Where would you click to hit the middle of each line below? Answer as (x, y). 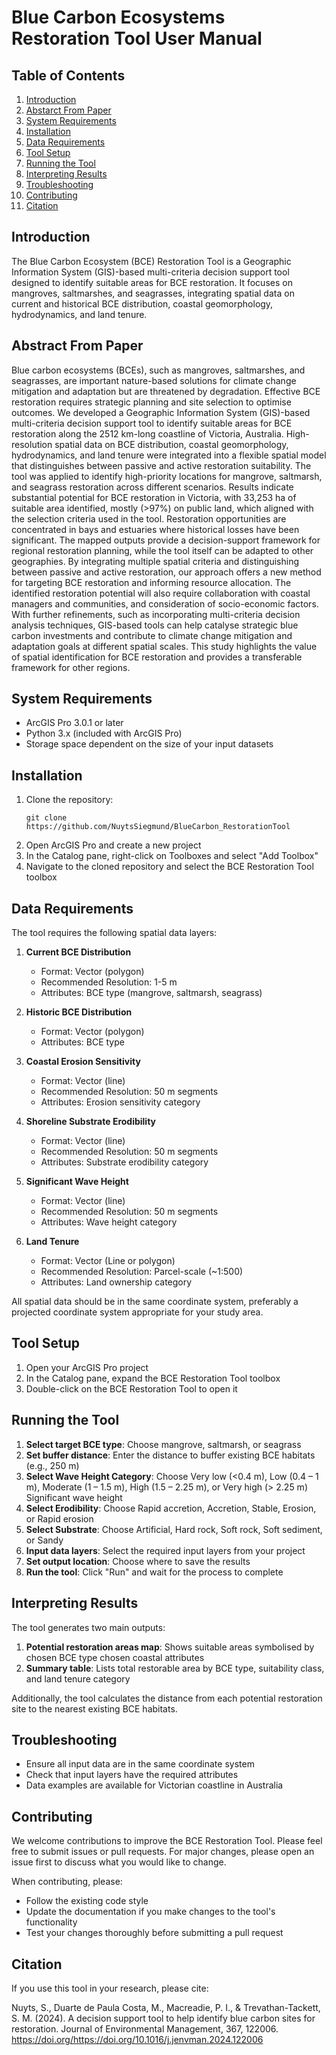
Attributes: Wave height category (109, 1222)
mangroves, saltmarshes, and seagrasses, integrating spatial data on (153, 293)
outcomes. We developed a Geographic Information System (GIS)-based (161, 412)
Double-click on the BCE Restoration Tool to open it (131, 1388)
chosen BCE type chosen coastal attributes (115, 1657)
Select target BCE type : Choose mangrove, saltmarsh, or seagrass (163, 1444)
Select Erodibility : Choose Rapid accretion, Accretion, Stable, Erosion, (171, 1508)
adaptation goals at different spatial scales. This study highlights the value (164, 646)
